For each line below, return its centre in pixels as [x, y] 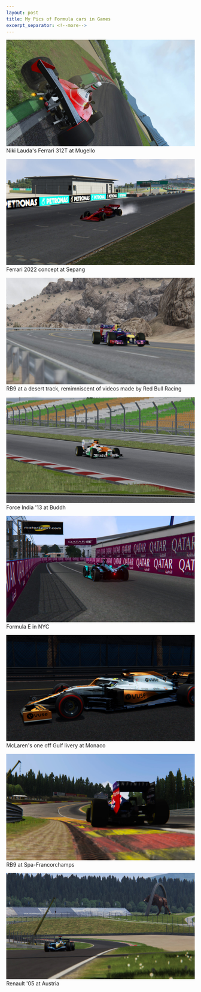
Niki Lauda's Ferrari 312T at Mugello [51, 151]
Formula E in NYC [28, 626]
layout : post [22, 13]
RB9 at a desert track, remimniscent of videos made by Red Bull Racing [94, 388]
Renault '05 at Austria [33, 984]
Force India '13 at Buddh [36, 507]
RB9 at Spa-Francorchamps [40, 864]
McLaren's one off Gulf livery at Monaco [56, 745]
